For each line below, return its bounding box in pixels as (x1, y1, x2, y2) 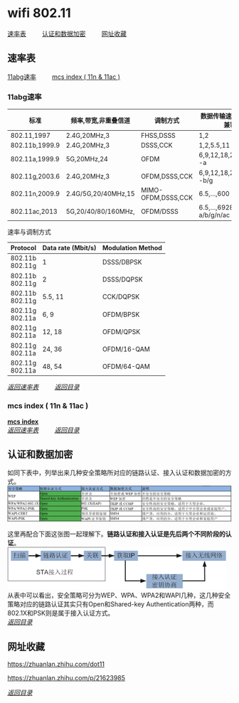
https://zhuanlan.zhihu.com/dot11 (7, 660, 105, 668)
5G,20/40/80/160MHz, (65, 207, 135, 215)
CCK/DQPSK (102, 293, 140, 301)
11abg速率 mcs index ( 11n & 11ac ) (7, 73, 121, 81)
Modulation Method (102, 244, 162, 252)
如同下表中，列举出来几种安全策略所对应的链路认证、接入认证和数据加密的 (7, 468, 225, 477)
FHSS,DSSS (141, 131, 176, 139)
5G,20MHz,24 (65, 154, 108, 163)
